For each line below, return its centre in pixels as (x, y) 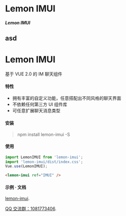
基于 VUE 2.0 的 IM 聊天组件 (34, 74)
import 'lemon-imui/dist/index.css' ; (44, 162)
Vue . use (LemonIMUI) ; (27, 166)
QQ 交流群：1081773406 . (31, 209)
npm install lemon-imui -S (44, 134)
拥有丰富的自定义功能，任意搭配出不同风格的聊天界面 (67, 98)
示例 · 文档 (16, 187)
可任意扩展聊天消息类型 (36, 111)
